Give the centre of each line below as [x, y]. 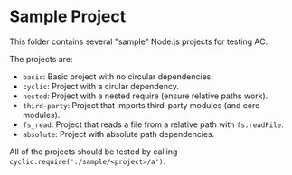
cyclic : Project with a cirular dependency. [100, 86]
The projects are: [41, 59]
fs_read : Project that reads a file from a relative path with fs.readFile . [153, 124]
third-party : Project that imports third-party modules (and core [141, 105]
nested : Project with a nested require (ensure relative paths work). [145, 96]
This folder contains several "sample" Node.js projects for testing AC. [139, 41]
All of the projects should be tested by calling [94, 152]
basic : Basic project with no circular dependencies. [118, 76]
